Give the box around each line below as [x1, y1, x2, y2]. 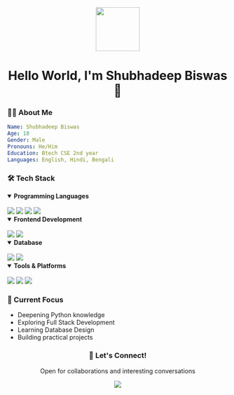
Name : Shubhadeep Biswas [7, 123, 80, 130]
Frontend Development [13, 215, 83, 224]
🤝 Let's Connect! [88, 351, 147, 361]
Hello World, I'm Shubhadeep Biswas [8, 68, 228, 83]
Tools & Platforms [13, 262, 67, 270]
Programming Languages [13, 192, 90, 201]
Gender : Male [7, 137, 46, 144]
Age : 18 [7, 130, 30, 138]
